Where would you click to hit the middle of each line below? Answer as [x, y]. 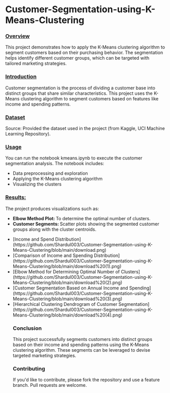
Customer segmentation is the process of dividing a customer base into [80, 88]
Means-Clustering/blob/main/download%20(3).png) [67, 299]
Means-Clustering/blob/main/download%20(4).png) [67, 315]
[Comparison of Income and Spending [53, 255]
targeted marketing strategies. [44, 355]
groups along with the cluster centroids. [54, 229]
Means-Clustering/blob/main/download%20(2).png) [67, 282]
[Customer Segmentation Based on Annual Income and [70, 288]
